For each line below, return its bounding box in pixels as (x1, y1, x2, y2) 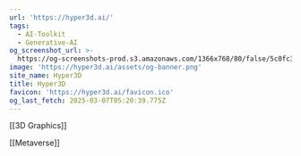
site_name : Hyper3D (9, 71, 82, 80)
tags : (9, 21, 30, 30)
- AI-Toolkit (17, 29, 66, 38)
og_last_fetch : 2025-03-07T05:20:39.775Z (9, 95, 167, 105)
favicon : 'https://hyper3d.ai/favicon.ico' (9, 87, 175, 96)
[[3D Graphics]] (9, 120, 67, 131)
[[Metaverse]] (9, 137, 60, 148)
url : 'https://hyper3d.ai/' (9, 12, 115, 22)
